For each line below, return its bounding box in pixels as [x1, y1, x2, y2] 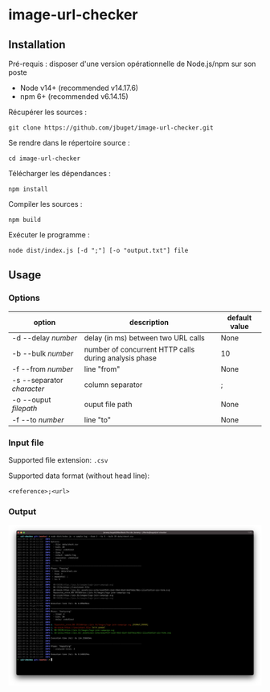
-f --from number [11, 364, 74, 373]
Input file [8, 437, 44, 448]
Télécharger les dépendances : [8, 169, 111, 178]
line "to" [84, 414, 111, 424]
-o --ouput [11, 395, 51, 405]
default [227, 313, 252, 323]
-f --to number [11, 414, 64, 424]
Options [8, 292, 40, 303]
